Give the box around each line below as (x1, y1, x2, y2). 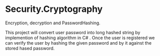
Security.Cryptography (5, 3, 103, 15)
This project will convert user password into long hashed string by (5, 29, 141, 35)
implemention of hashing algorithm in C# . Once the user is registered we (5, 35, 155, 41)
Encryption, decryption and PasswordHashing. (5, 20, 101, 26)
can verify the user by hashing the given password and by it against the (5, 40, 152, 46)
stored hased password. (5, 45, 55, 51)
